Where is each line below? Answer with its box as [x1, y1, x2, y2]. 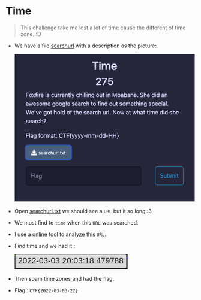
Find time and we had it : [14, 242, 76, 249]
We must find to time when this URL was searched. [14, 219, 139, 226]
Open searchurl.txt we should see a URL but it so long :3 [14, 207, 152, 214]
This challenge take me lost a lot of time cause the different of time [20, 24, 187, 31]
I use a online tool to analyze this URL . [14, 231, 107, 238]
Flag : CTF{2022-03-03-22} [14, 286, 79, 294]
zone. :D [20, 30, 41, 37]
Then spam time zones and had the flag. [14, 275, 115, 282]
